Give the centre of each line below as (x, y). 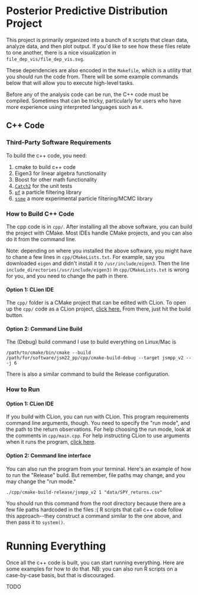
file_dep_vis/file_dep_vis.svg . (45, 59)
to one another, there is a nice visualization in (61, 52)
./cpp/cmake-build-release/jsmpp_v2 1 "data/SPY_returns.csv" (84, 492)
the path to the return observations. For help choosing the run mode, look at (99, 429)
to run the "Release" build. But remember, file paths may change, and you (96, 475)
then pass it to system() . (35, 522)
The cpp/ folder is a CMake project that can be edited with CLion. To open (96, 303)
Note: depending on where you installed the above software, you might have (99, 251)
